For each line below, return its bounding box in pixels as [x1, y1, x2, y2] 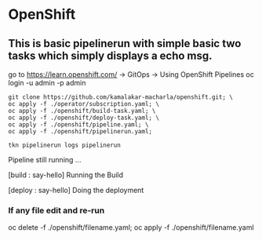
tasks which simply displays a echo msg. [8, 49, 213, 62]
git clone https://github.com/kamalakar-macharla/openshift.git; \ [8, 93, 234, 101]
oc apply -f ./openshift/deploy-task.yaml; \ [8, 114, 159, 122]
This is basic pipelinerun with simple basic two [8, 37, 242, 50]
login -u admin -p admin [8, 78, 86, 87]
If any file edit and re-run [8, 205, 105, 216]
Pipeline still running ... [8, 155, 82, 164]
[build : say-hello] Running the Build [8, 170, 124, 180]
